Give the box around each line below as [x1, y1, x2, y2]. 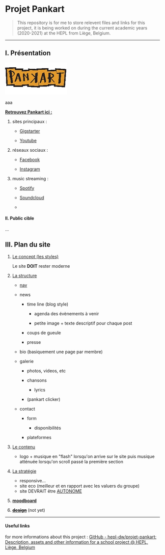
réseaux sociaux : [12, 147, 48, 153]
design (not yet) [12, 507, 45, 513]
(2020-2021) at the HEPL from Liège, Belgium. [17, 30, 111, 36]
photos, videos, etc [27, 367, 66, 374]
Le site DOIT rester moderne [12, 263, 70, 269]
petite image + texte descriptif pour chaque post [34, 320, 133, 326]
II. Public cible [5, 215, 34, 222]
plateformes [27, 434, 52, 440]
